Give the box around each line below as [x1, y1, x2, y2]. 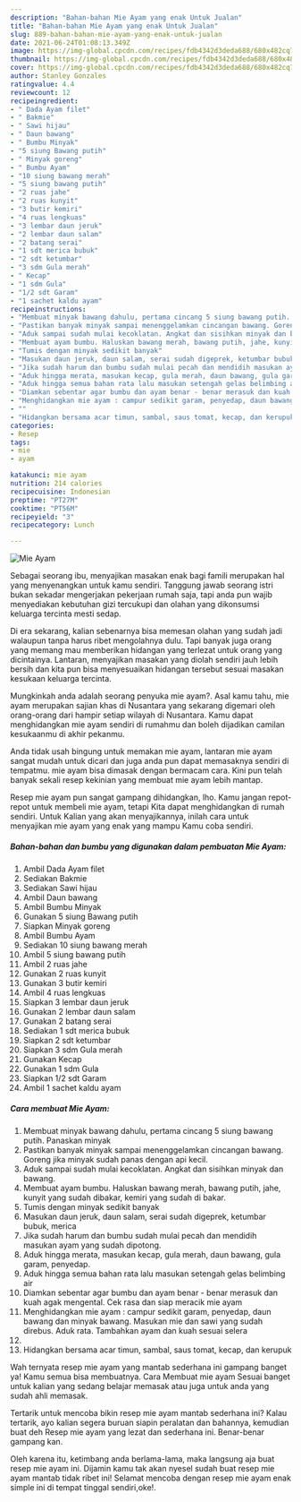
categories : [10, 421, 54, 430]
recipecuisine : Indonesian [10, 487, 111, 496]
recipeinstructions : [10, 305, 88, 313]
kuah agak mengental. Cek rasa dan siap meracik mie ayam [22, 1297, 243, 1308]
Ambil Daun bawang [22, 892, 98, 903]
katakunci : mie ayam [10, 471, 88, 480]
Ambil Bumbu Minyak [22, 902, 102, 913]
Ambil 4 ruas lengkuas [22, 987, 106, 999]
